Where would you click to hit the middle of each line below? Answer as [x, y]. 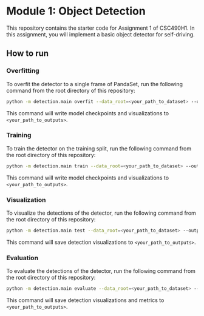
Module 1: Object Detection [76, 11]
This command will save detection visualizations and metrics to [85, 300]
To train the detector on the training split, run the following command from [99, 148]
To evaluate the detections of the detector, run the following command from [101, 271]
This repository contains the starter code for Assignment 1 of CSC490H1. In [101, 28]
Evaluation [22, 258]
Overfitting [23, 71]
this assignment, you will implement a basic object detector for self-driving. [101, 34]
